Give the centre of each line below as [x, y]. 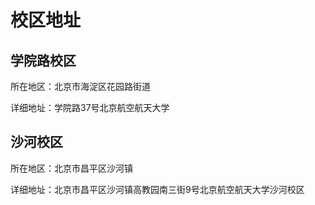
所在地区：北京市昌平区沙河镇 [71, 168]
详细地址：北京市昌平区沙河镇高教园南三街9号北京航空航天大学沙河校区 [157, 189]
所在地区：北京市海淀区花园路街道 [80, 86]
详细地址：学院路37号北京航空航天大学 [90, 107]
